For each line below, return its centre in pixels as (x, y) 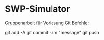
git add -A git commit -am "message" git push (52, 32)
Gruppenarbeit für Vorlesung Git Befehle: (47, 23)
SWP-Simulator (38, 9)
